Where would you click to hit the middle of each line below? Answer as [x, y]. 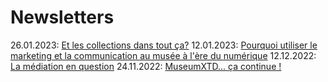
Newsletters [62, 17]
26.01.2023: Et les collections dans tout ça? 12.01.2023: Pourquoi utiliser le [164, 45]
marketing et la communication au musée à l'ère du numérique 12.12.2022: [163, 55]
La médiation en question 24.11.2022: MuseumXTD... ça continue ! [146, 66]
